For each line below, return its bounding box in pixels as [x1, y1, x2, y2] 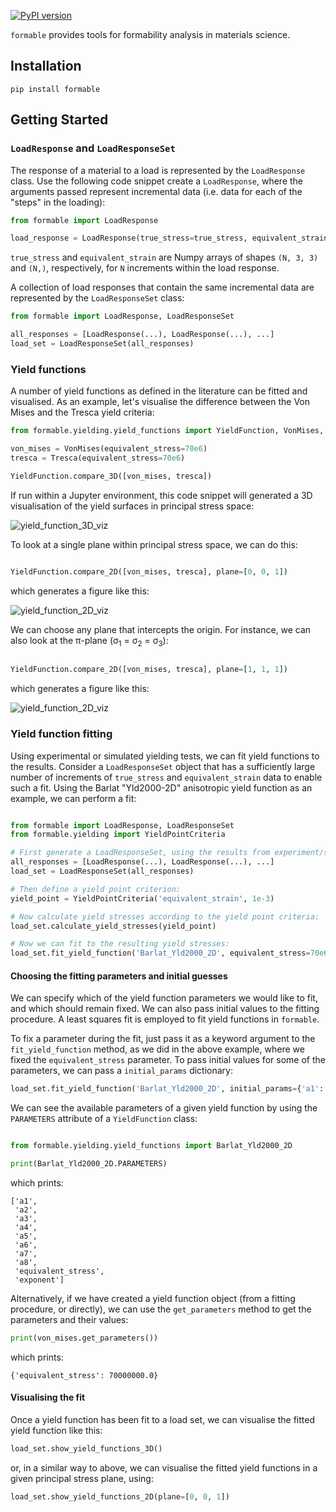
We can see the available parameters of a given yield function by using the [10, 1102, 318, 1114]
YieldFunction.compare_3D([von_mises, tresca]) [10, 471, 213, 481]
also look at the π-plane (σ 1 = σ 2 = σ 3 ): [10, 634, 169, 649]
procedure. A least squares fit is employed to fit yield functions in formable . [10, 1013, 320, 1025]
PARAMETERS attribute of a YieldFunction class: [10, 1113, 198, 1125]
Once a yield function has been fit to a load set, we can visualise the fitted [10, 1414, 315, 1426]
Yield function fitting [10, 727, 113, 741]
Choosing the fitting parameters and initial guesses [10, 970, 228, 982]
